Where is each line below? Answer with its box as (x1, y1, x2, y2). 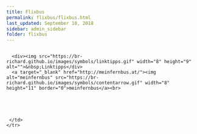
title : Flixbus (6, 8, 45, 15)
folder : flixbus (6, 32, 47, 38)
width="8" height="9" (136, 59, 192, 65)
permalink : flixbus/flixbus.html (6, 15, 91, 21)
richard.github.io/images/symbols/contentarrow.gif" (6, 80, 143, 86)
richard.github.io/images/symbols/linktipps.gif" (6, 59, 135, 65)
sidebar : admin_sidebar (6, 25, 67, 32)
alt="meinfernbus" (6, 75, 53, 81)
